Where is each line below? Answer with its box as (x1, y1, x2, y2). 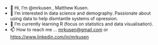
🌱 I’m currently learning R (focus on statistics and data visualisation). (10, 21, 153, 27)
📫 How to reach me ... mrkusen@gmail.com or (10, 27, 108, 32)
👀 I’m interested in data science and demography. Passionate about (10, 10, 151, 16)
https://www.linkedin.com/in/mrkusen (10, 34, 89, 40)
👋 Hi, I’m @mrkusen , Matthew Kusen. (10, 5, 89, 11)
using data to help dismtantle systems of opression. (10, 16, 118, 21)
